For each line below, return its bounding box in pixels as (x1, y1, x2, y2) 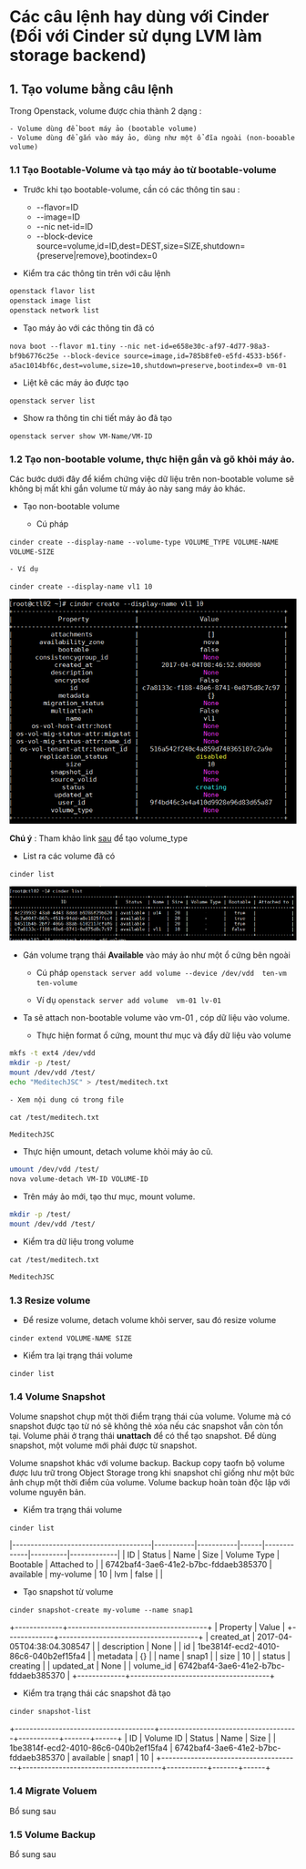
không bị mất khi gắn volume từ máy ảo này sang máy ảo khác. (9, 483, 246, 494)
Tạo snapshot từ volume (22, 1587, 114, 1597)
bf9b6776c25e (9, 351, 59, 361)
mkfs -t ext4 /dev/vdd (9, 1049, 96, 1058)
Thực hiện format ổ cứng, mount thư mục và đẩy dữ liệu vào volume (36, 1030, 291, 1041)
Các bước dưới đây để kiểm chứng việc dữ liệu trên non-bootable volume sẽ (9, 474, 294, 485)
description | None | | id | (101, 1641, 196, 1652)
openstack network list (9, 306, 100, 315)
